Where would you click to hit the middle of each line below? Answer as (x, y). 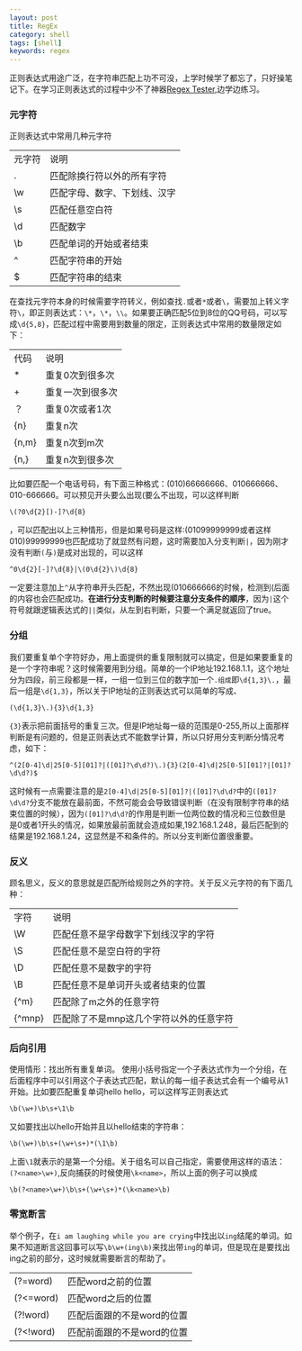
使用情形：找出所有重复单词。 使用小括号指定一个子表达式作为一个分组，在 (148, 1069)
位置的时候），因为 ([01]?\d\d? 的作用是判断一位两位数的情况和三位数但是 (151, 813)
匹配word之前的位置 (110, 1282)
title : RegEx (34, 26)
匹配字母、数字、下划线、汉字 (113, 193)
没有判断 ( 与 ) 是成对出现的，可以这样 (76, 553)
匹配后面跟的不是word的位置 (128, 1315)
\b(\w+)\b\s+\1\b (42, 1109)
